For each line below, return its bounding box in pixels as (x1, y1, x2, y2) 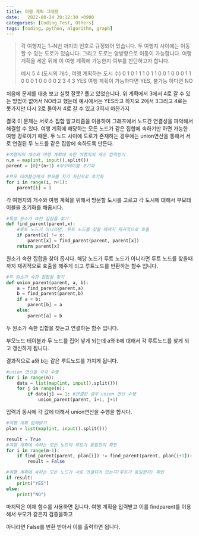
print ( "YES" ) (17, 480, 49, 486)
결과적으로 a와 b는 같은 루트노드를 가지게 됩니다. (6, 357, 119, 364)
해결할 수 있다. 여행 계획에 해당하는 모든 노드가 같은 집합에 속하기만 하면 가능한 (6, 125, 188, 132)
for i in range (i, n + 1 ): (6, 179, 68, 185)
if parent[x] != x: (17, 232, 65, 238)
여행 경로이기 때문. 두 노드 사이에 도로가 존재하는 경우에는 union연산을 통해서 (6, 132, 185, 140)
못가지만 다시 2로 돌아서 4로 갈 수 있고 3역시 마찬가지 (6, 105, 130, 112)
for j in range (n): (17, 385, 65, 392)
